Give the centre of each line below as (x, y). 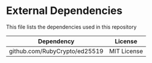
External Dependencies (64, 11)
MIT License (126, 51)
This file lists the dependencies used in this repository (71, 27)
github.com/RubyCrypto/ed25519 (56, 51)
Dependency (56, 41)
